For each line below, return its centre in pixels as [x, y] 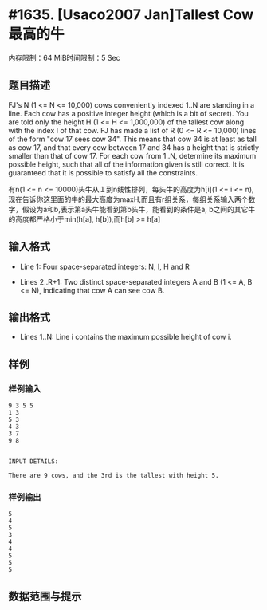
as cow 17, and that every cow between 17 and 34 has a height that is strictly [134, 147]
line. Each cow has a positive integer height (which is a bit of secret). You [128, 113]
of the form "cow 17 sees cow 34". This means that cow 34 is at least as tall [132, 139]
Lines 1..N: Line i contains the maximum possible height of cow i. [126, 337]
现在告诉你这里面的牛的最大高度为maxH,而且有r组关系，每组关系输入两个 [128, 199]
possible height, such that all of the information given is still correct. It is [126, 164]
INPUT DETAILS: [33, 462]
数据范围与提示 [45, 596]
